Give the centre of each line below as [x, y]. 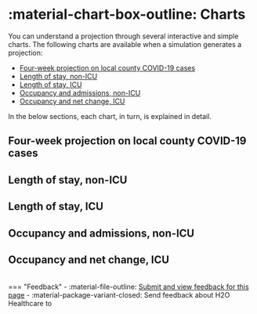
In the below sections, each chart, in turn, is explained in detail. [110, 116]
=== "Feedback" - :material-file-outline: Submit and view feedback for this [128, 287]
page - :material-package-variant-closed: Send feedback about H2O [119, 295]
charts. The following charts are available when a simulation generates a [125, 44]
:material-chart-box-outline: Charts [127, 14]
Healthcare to [30, 304]
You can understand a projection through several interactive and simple [123, 36]
